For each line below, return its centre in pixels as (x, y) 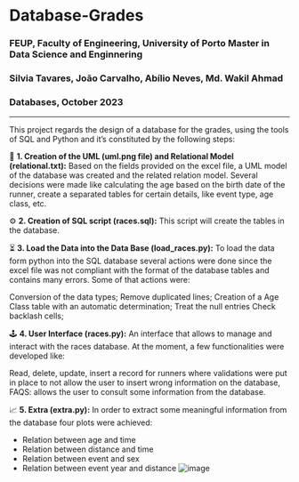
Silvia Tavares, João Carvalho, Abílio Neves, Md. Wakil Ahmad (146, 78)
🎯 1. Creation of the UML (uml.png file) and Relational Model (121, 157)
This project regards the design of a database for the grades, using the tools (149, 130)
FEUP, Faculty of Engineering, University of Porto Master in (139, 44)
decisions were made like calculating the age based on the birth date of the (147, 185)
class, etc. (28, 204)
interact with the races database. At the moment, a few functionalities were (147, 347)
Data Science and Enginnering (76, 54)
